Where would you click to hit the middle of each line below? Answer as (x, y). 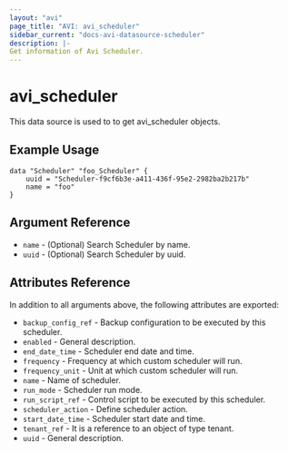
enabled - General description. (79, 341)
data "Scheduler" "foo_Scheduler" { (79, 171)
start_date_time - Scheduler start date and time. (114, 418)
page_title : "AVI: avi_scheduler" (75, 26)
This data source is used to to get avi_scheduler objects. (115, 122)
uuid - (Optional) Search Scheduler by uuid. (104, 254)
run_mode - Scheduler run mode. (82, 389)
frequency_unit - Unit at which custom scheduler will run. (130, 370)
